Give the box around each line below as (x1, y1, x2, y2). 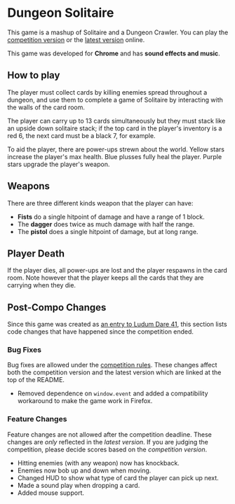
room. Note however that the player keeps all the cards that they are (7, 273, 204, 282)
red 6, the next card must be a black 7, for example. (7, 131, 156, 139)
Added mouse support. (17, 489, 85, 497)
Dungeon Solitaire (7, 5, 114, 21)
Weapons (7, 180, 51, 192)
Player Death (7, 247, 65, 259)
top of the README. (7, 376, 65, 384)
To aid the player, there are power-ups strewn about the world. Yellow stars (7, 145, 224, 154)
